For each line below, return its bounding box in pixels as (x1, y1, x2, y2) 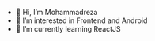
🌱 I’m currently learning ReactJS (15, 24, 121, 33)
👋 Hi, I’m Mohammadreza (15, 8, 98, 17)
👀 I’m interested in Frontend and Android (15, 16, 148, 25)
